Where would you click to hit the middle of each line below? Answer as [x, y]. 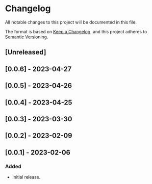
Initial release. [26, 177]
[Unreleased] [26, 52]
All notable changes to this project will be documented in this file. [71, 22]
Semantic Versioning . [26, 37]
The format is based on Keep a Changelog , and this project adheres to [76, 31]
